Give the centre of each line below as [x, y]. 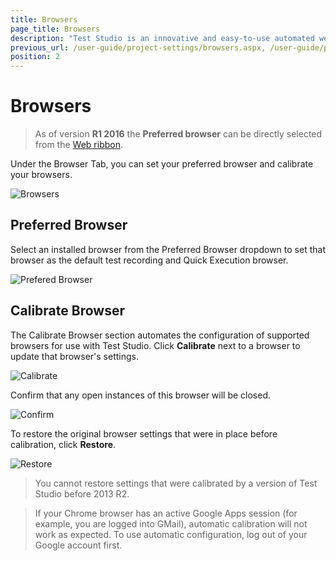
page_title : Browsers [55, 29]
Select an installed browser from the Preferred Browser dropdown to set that [168, 249]
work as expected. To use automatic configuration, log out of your [171, 534]
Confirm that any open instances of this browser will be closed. [141, 395]
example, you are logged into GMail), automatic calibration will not [171, 523]
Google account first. [78, 545]
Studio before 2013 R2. [82, 493]
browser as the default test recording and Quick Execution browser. [149, 260]
